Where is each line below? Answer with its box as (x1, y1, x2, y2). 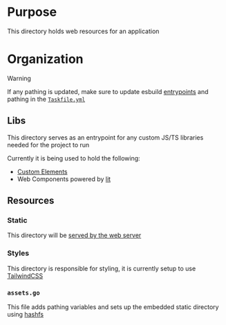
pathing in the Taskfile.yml (7, 95, 86, 103)
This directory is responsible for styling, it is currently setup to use (7, 264, 196, 272)
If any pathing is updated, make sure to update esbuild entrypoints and (7, 87, 209, 95)
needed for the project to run (7, 140, 90, 149)
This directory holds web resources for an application (7, 27, 160, 35)
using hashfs (7, 310, 44, 318)
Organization (7, 51, 84, 67)
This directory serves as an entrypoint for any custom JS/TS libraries (7, 133, 204, 142)
